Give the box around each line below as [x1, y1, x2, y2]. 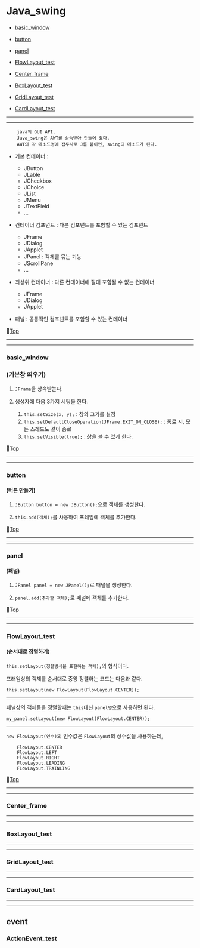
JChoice [23, 183, 45, 190]
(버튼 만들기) [6, 487, 36, 494]
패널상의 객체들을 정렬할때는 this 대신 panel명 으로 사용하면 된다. [6, 703, 155, 711]
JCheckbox [23, 177, 52, 184]
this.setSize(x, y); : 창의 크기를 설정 [23, 411, 116, 418]
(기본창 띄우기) [6, 370, 46, 378]
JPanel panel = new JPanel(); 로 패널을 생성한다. [14, 581, 133, 589]
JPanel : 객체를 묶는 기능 [23, 253, 82, 260]
